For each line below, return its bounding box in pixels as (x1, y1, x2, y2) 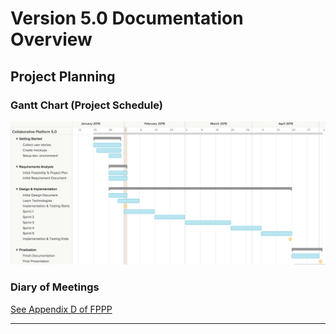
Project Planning (10, 68, 116, 85)
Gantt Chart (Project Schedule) (10, 98, 163, 112)
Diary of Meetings (10, 280, 100, 294)
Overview (10, 28, 93, 51)
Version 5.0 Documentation (10, 7, 244, 30)
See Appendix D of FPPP (10, 303, 113, 315)
